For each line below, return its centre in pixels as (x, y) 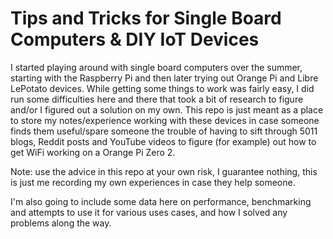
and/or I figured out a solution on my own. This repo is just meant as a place (167, 109)
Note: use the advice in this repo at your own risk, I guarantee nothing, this (164, 171)
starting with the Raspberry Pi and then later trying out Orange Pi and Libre (164, 78)
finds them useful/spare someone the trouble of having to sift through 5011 (164, 131)
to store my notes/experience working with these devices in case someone (165, 120)
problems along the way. (61, 223)
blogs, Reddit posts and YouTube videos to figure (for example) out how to (163, 141)
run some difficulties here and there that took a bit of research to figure (157, 99)
